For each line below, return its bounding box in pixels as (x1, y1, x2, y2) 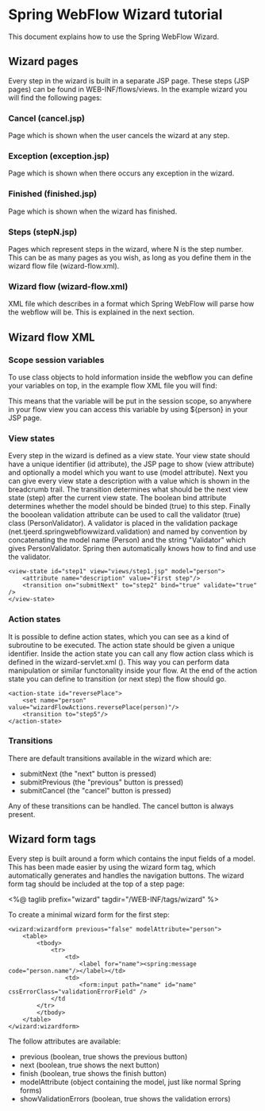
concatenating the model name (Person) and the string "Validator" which (8, 535, 246, 545)
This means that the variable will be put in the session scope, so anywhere (8, 395, 252, 406)
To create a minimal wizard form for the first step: (8, 909, 171, 919)
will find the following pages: (8, 93, 102, 102)
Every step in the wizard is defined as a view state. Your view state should (8, 451, 251, 461)
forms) (19, 1086, 42, 1095)
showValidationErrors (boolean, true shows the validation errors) (19, 1094, 232, 1103)
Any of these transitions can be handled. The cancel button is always (8, 800, 234, 811)
